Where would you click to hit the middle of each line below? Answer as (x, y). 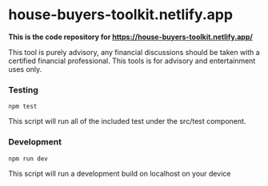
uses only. (25, 69)
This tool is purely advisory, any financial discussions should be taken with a (134, 52)
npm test (23, 107)
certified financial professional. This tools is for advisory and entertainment (132, 61)
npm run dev (28, 158)
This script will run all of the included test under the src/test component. (127, 121)
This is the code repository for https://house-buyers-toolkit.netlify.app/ (131, 37)
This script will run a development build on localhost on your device (120, 173)
